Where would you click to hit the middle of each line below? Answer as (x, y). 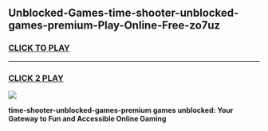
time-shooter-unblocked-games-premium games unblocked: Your (121, 110)
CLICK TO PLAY (39, 48)
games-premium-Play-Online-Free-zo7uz (114, 26)
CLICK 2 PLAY (36, 78)
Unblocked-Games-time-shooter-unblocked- (124, 13)
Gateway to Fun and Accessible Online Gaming (87, 118)
